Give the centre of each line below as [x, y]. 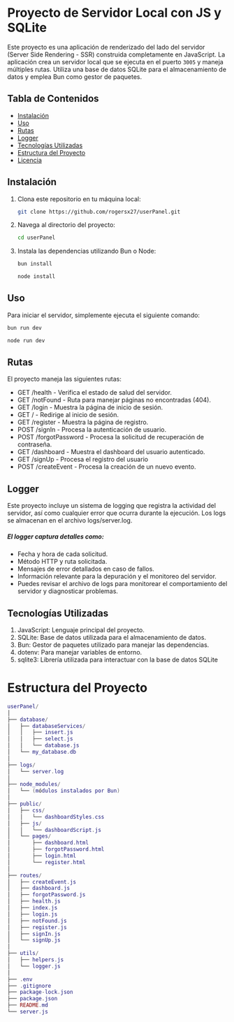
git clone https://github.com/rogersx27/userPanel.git [99, 212]
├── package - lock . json [40, 992]
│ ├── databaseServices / [46, 726]
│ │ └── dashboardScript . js [54, 830]
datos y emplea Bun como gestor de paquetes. [74, 76]
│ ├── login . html [42, 856]
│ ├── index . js [32, 908]
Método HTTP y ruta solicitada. [62, 562]
